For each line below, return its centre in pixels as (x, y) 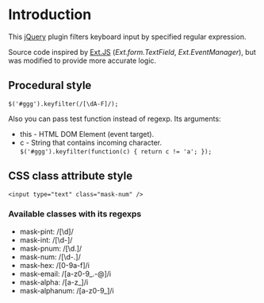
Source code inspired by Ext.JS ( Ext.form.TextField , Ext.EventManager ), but (132, 52)
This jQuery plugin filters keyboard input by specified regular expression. (127, 37)
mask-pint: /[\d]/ (46, 231)
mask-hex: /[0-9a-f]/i (54, 265)
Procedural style (50, 85)
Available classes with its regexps (75, 214)
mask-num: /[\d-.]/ (50, 257)
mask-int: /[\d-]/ (46, 239)
